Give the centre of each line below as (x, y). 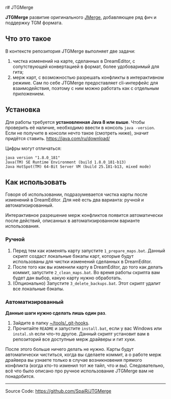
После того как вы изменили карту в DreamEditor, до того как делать (88, 267)
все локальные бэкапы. (38, 289)
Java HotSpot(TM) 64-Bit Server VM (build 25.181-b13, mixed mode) (78, 167)
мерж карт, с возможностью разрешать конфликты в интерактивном (88, 77)
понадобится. (20, 376)
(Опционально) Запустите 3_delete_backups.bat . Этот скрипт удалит (87, 283)
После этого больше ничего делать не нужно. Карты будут (69, 349)
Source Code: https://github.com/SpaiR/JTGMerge (58, 391)
